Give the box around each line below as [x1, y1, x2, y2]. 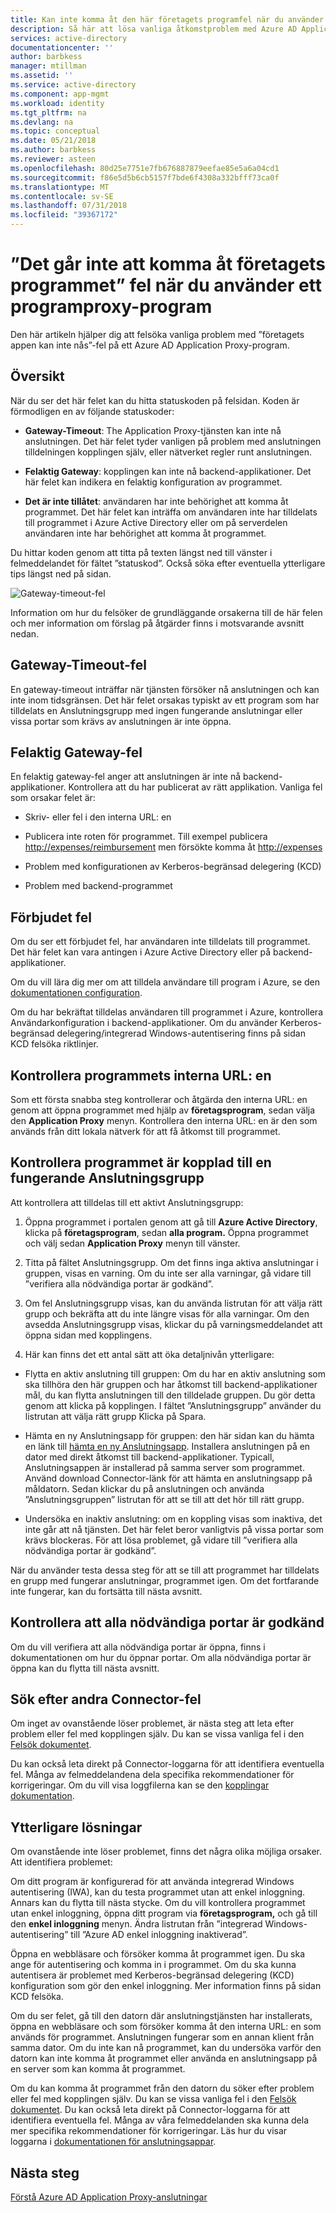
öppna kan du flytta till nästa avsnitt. [10, 1662, 160, 1674]
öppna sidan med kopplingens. [24, 1329, 153, 1341]
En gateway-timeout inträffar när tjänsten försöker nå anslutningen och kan [10, 683, 320, 695]
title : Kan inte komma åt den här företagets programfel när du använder [10, 14, 325, 25]
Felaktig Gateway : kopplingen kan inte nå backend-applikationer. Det [24, 465, 312, 477]
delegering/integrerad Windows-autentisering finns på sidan [56, 1027, 306, 1040]
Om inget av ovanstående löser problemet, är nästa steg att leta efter [10, 1717, 295, 1730]
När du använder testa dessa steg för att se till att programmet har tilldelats [10, 1564, 320, 1576]
